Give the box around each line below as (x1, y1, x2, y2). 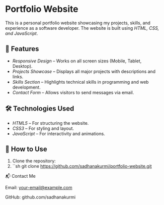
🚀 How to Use (5, 145, 47, 153)
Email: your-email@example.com (5, 185, 73, 191)
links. (12, 73, 23, 80)
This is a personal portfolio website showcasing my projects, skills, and (5, 20, 151, 26)
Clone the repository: (12, 158, 56, 164)
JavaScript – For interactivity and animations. (12, 130, 105, 137)
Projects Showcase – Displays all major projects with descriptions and (12, 68, 156, 74)
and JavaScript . (5, 30, 38, 36)
